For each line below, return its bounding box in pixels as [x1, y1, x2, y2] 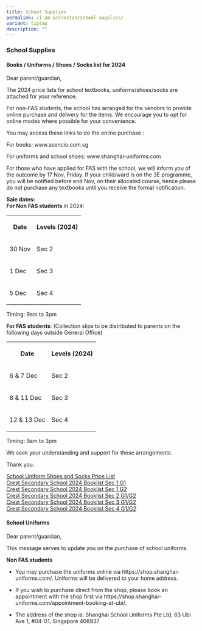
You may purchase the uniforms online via [15, 568, 121, 575]
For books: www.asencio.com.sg [6, 141, 89, 148]
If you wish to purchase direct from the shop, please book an [15, 586, 169, 593]
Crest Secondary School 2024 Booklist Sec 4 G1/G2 [6, 505, 137, 512]
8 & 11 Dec [9, 394, 42, 402]
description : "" [6, 26, 47, 32]
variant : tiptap [6, 20, 47, 26]
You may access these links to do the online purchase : [6, 129, 145, 137]
